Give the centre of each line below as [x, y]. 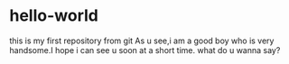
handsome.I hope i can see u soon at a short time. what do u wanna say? [145, 50]
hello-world [54, 16]
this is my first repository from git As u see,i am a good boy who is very [142, 41]
